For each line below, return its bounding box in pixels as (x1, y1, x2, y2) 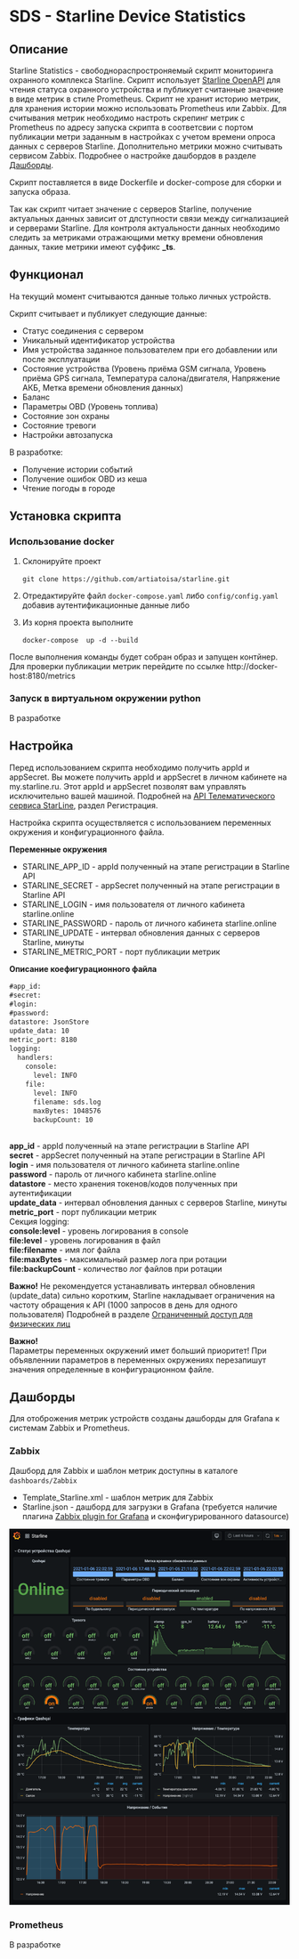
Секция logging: (9, 1216, 69, 1226)
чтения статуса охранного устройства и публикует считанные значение (9, 85, 284, 94)
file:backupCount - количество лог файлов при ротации (9, 1263, 222, 1274)
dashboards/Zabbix (9, 1476, 77, 1485)
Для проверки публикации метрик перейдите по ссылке (9, 660, 225, 671)
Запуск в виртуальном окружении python (9, 692, 202, 705)
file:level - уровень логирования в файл (9, 1234, 161, 1245)
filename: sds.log (32, 1097, 101, 1106)
